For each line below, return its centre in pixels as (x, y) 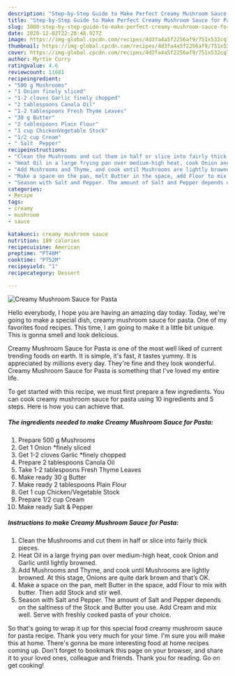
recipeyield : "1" (33, 267)
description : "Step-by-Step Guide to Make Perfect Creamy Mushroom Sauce (117, 14)
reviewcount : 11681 (36, 72)
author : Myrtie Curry (39, 59)
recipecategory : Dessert (44, 273)
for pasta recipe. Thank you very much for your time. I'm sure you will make (116, 635)
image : (17, 40)
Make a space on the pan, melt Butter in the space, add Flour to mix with (122, 585)
